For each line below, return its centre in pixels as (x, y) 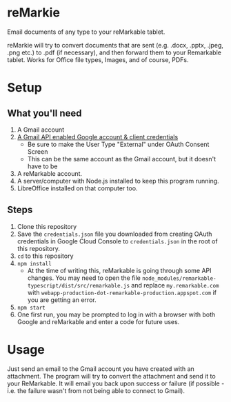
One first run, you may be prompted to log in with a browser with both (116, 314)
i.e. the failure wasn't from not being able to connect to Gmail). (96, 390)
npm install (34, 263)
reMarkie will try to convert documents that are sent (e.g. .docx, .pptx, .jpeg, (115, 45)
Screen (38, 151)
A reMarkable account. (50, 173)
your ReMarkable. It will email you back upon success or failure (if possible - (116, 383)
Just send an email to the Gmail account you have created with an (101, 369)
